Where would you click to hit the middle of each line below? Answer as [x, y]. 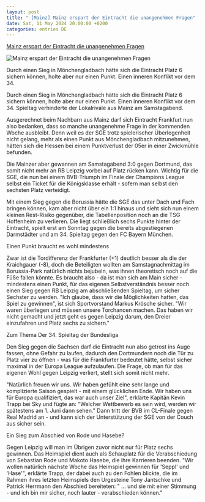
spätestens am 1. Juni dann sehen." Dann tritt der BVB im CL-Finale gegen [100, 411]
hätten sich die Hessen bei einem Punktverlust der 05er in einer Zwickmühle [102, 146]
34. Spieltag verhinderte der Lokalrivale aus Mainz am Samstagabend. [95, 108]
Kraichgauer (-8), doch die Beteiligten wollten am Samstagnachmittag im [98, 265]
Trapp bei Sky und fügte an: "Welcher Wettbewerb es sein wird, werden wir [102, 404]
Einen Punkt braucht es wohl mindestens [58, 246]
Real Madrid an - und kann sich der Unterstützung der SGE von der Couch [100, 417]
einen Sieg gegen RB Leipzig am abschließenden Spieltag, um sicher [93, 290]
